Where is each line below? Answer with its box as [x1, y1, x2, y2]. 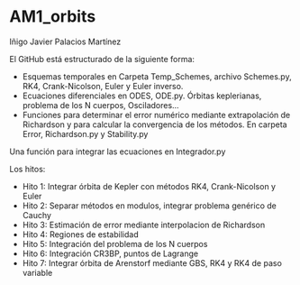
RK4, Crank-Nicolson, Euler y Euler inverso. [22, 80, 184, 91]
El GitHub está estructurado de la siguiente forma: [9, 53, 195, 64]
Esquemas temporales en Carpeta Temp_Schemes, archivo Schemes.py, [22, 70, 292, 82]
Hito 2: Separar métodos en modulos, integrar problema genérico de [22, 200, 277, 211]
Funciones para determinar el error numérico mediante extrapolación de [22, 109, 291, 120]
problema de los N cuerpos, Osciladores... [22, 99, 179, 110]
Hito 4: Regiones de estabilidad [22, 228, 139, 240]
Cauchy [22, 209, 52, 220]
